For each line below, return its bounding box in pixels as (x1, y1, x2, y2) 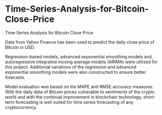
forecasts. (5, 74, 25, 80)
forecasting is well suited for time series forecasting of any (15, 99, 134, 105)
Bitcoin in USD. (5, 44, 35, 50)
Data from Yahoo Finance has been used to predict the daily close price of (5, 39, 155, 45)
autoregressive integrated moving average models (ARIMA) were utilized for (5, 59, 158, 65)
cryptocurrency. (5, 104, 38, 110)
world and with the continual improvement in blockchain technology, (5, 94, 142, 100)
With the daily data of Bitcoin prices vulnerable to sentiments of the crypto (5, 89, 155, 95)
